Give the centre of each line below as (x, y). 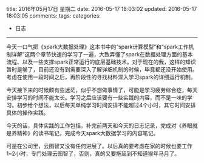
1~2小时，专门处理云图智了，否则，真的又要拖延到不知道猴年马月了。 (93, 154)
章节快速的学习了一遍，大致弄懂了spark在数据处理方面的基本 (117, 54)
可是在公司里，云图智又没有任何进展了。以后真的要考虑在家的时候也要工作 (99, 146)
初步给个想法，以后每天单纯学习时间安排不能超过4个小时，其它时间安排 (106, 105)
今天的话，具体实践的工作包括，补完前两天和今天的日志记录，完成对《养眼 (99, 125)
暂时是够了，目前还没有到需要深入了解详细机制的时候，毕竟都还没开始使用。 (102, 69)
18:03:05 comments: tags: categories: (54, 16)
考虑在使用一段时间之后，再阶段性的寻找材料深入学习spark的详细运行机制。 (101, 77)
